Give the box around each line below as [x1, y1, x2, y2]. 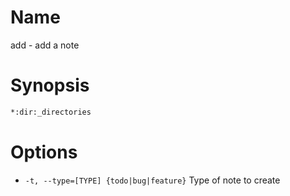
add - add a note [10, 39, 80, 51]
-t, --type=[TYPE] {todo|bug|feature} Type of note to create [24, 174, 281, 186]
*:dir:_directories [10, 107, 92, 117]
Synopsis [10, 74, 90, 97]
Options [10, 141, 78, 163]
